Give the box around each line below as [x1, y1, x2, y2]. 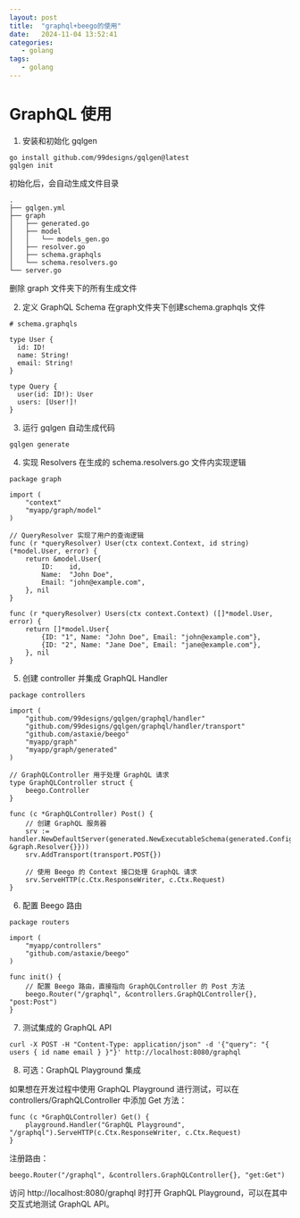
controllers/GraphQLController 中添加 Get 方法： [9, 1095, 187, 1105]
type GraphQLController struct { [9, 778, 134, 787]
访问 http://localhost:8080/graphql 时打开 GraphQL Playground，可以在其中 [9, 1187, 288, 1197]
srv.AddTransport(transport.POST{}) [25, 850, 162, 859]
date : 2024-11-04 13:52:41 [9, 29, 118, 38]
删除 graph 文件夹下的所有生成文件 [9, 282, 137, 293]
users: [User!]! [17, 397, 78, 406]
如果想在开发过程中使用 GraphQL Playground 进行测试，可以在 [9, 1083, 239, 1094]
